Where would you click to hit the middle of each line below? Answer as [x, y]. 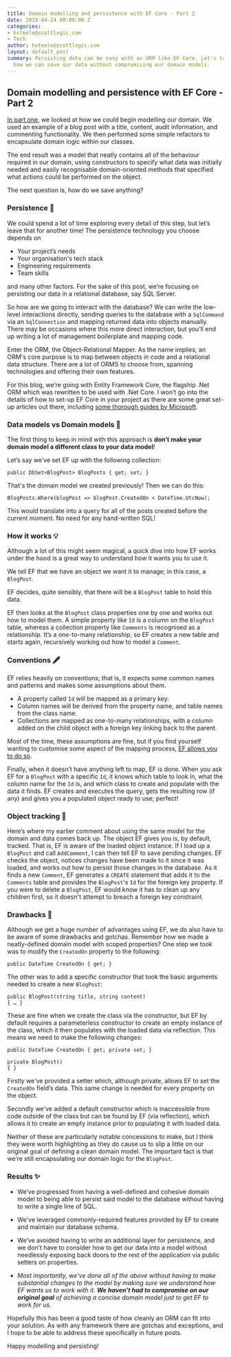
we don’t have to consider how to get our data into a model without [112, 1247]
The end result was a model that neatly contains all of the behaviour [103, 155]
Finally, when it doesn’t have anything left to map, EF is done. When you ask [114, 769]
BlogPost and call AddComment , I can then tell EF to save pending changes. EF [114, 853]
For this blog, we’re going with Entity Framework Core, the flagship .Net [108, 384]
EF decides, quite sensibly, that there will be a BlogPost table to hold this [109, 592]
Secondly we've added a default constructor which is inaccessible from [109, 1109]
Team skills [33, 273]
